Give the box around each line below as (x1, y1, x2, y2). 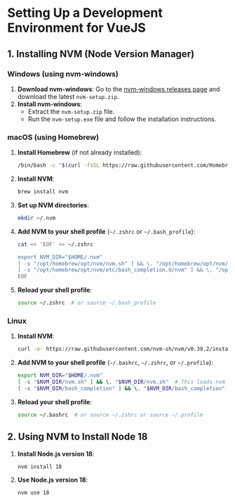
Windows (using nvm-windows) (7, 69, 119, 79)
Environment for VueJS (7, 20, 146, 36)
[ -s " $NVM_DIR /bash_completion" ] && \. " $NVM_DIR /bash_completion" (17, 385, 226, 392)
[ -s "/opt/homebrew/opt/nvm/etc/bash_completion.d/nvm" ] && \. (17, 266, 213, 273)
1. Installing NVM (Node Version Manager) (7, 48, 195, 60)
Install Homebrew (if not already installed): (17, 148, 142, 157)
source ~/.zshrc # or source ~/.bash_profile (17, 300, 156, 307)
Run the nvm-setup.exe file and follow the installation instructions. (27, 115, 217, 123)
